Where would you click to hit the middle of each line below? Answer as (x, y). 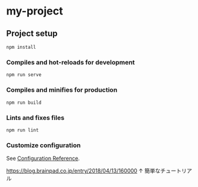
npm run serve (24, 75)
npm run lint (23, 130)
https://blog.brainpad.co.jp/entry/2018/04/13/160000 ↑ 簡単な (83, 171)
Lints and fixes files (36, 118)
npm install (21, 47)
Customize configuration (44, 145)
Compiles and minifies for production (62, 90)
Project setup (32, 33)
